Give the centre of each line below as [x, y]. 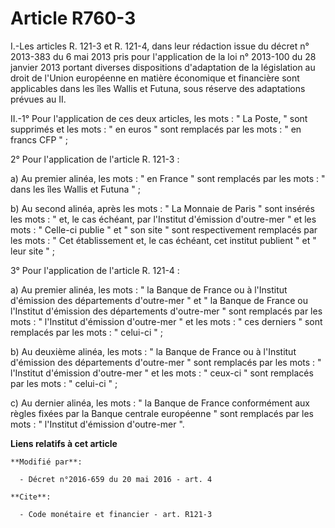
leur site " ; [33, 251]
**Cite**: [31, 497]
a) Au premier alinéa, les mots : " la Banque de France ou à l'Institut [149, 289]
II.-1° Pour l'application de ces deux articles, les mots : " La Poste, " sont [159, 118]
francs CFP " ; [39, 139]
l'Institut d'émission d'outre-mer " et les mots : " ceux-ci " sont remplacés [162, 373]
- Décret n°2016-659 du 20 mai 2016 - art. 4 [116, 479]
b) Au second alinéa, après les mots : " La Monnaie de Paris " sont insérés [162, 208]
